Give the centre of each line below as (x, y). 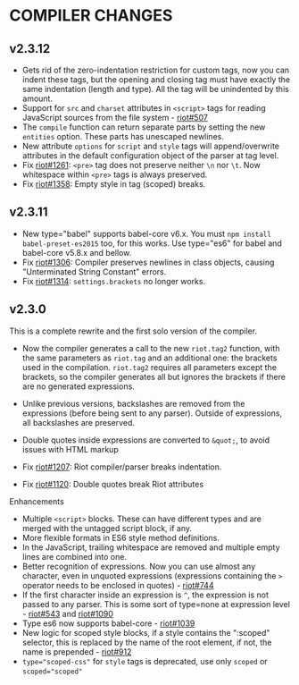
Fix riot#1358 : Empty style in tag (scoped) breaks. (114, 184)
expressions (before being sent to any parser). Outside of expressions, (152, 413)
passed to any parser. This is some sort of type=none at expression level (156, 604)
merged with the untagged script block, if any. (107, 528)
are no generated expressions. (79, 386)
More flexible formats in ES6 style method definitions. (121, 537)
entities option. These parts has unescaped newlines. (123, 136)
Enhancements (37, 501)
